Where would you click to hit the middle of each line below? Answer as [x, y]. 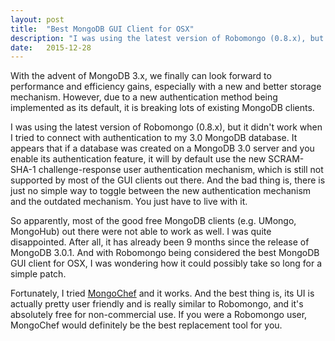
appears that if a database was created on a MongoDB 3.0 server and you [162, 148]
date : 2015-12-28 [51, 47]
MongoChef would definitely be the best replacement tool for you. [146, 325]
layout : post [37, 19]
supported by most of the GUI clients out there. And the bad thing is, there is [168, 180]
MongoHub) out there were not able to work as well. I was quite [141, 232]
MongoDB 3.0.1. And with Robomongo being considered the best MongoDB [165, 253]
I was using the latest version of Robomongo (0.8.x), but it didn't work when [166, 127]
